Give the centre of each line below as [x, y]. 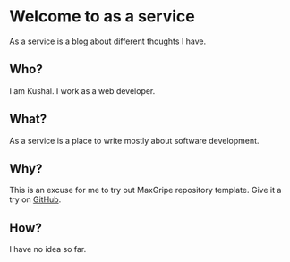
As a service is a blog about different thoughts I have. [108, 41]
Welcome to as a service [102, 17]
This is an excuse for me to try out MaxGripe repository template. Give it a [145, 190]
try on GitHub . [35, 199]
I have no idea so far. [48, 249]
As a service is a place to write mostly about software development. [134, 140]
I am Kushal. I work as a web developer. [82, 90]
